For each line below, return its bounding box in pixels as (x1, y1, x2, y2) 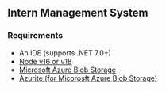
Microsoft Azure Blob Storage (18, 65, 117, 74)
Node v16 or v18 (18, 56, 72, 66)
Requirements (7, 30, 64, 41)
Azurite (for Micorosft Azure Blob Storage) (18, 73, 158, 82)
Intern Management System (7, 6, 149, 20)
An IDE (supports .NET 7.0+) (18, 47, 112, 58)
